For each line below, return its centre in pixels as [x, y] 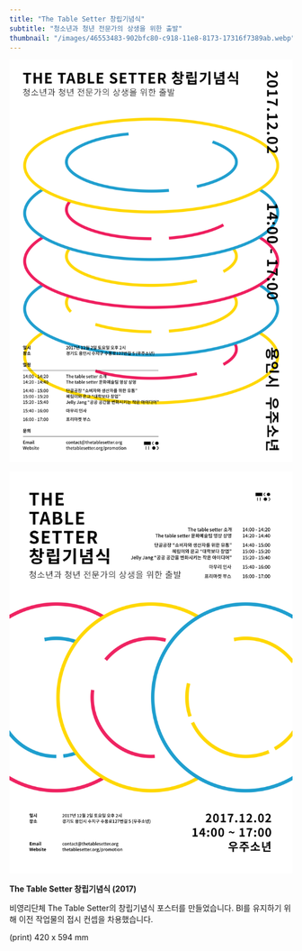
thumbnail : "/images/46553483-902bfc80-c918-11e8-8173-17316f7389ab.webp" [152, 38]
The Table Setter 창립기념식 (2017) [73, 889]
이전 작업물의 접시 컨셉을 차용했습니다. [86, 919]
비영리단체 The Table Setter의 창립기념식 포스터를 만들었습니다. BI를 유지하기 [146, 908]
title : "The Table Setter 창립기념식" [77, 19]
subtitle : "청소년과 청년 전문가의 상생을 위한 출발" [96, 28]
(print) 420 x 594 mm [49, 937]
